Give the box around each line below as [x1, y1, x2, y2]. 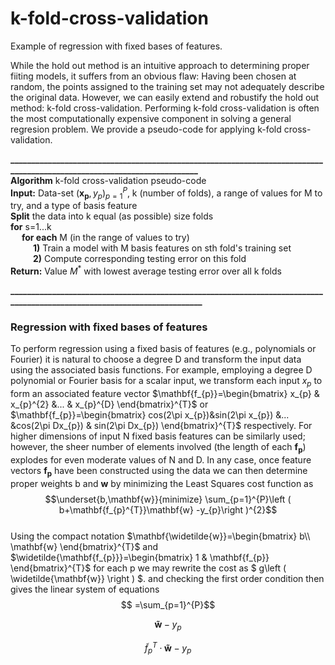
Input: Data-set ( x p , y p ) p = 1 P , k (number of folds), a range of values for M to [10, 185, 323, 201]
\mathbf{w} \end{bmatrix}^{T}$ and [10, 540, 159, 552]
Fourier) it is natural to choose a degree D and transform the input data [10, 353, 302, 366]
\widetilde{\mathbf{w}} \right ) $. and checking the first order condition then [10, 572, 325, 584]
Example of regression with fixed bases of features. [10, 40, 223, 52]
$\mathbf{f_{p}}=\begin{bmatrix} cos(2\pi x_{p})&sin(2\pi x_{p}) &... [10, 409, 290, 421]
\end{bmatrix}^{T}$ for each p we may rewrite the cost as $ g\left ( [10, 562, 287, 574]
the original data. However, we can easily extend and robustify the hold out [10, 91, 320, 103]
